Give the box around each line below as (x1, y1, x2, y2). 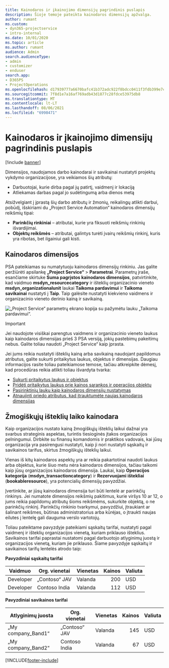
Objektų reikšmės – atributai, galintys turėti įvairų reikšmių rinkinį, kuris (12, 230, 160, 236)
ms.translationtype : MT (5, 96, 55, 101)
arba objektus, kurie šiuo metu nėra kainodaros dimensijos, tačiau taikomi (5, 462, 157, 468)
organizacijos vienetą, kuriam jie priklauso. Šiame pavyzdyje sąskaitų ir (5, 540, 152, 546)
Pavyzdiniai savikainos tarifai (5, 597, 68, 603)
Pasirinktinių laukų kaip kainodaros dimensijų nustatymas (12, 387, 131, 393)
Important (5, 320, 26, 326)
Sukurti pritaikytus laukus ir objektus (12, 376, 89, 382)
